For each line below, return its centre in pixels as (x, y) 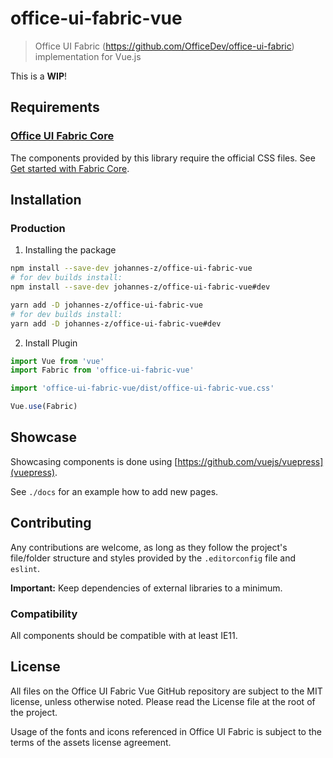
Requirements (55, 107)
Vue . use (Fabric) (44, 407)
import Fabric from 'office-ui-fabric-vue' (102, 370)
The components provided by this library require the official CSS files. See (163, 158)
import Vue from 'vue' (57, 361)
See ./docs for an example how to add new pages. (114, 491)
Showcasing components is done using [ (94, 461)
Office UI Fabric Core (62, 136)
